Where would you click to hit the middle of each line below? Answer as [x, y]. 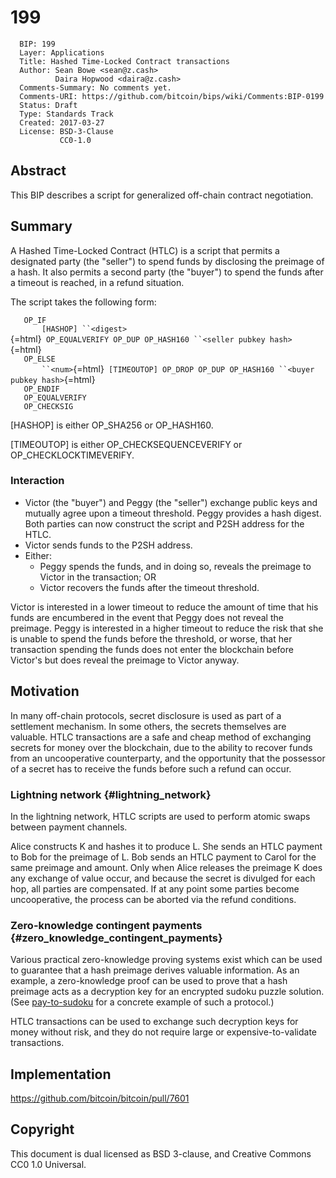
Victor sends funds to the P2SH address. [108, 545]
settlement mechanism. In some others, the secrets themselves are [148, 726]
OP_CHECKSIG [48, 406]
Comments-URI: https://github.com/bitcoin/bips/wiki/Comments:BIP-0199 [172, 96]
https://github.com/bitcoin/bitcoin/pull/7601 [100, 1098]
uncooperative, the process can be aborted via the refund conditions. [153, 899]
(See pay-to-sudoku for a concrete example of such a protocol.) [142, 1002]
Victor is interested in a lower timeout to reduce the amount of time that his [164, 607]
